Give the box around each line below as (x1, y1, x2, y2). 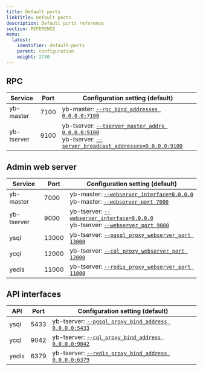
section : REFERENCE (6, 25, 56, 32)
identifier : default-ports (17, 43, 85, 49)
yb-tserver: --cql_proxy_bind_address (52, 333, 161, 341)
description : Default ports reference (6, 20, 104, 26)
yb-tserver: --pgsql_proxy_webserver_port (69, 231, 192, 239)
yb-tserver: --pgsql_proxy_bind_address (52, 317, 167, 326)
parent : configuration (17, 48, 74, 54)
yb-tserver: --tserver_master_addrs (62, 121, 165, 130)
